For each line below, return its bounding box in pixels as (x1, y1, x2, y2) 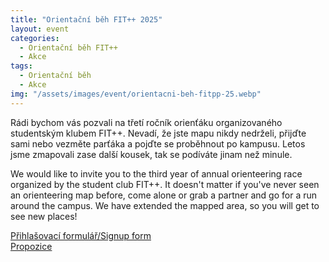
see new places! (10, 210, 78, 222)
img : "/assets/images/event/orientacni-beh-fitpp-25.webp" (10, 89, 262, 99)
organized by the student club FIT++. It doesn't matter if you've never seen (10, 178, 320, 190)
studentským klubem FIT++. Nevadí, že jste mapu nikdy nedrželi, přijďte (10, 127, 307, 139)
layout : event (10, 24, 70, 34)
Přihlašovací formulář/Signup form (10, 229, 152, 241)
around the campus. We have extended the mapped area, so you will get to (10, 199, 320, 211)
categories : (10, 33, 60, 43)
